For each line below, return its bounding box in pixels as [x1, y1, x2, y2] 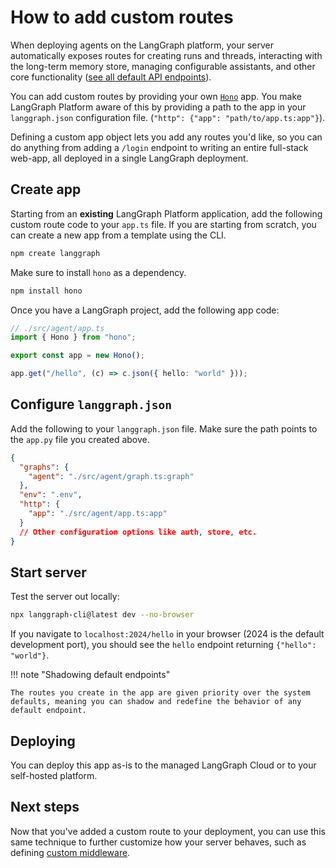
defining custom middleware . [10, 846, 131, 858]
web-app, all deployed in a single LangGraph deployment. [10, 152, 249, 164]
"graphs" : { [19, 462, 70, 472]
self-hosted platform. [10, 770, 98, 782]
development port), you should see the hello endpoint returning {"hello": [10, 639, 317, 651]
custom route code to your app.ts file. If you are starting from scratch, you [10, 218, 317, 230]
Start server [10, 564, 87, 581]
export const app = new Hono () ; [10, 351, 145, 361]
